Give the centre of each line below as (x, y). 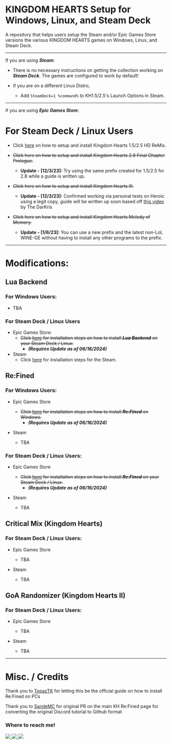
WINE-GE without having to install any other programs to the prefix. (91, 238)
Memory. (22, 222)
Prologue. (23, 161)
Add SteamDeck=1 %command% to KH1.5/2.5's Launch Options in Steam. (92, 95)
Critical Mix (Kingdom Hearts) (54, 524)
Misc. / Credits (37, 677)
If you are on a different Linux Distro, (51, 85)
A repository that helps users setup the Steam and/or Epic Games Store (81, 34)
